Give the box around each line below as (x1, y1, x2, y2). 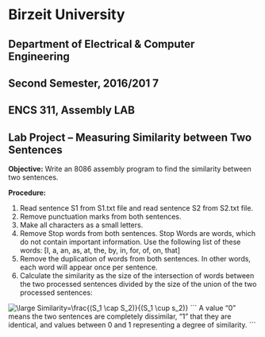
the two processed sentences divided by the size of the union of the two (19, 280, 257, 289)
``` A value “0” (190, 304, 236, 313)
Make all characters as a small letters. (19, 220, 144, 230)
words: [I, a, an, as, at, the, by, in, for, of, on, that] (19, 246, 181, 255)
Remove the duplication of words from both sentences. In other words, (19, 254, 252, 264)
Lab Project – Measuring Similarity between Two (8, 130, 252, 144)
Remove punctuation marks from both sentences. (19, 212, 182, 222)
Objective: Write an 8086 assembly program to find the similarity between (8, 165, 252, 174)
